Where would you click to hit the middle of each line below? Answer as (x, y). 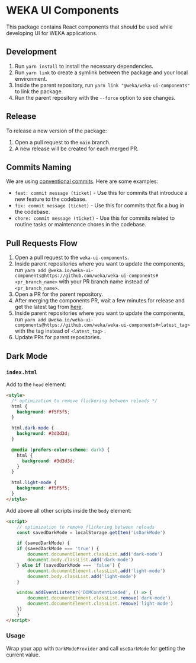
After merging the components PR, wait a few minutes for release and (99, 301)
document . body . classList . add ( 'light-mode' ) (82, 576)
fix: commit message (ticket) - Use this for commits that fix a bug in (99, 206)
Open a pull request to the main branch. (62, 142)
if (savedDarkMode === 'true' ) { (58, 549)
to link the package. (39, 91)
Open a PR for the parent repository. (59, 294)
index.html (22, 372)
